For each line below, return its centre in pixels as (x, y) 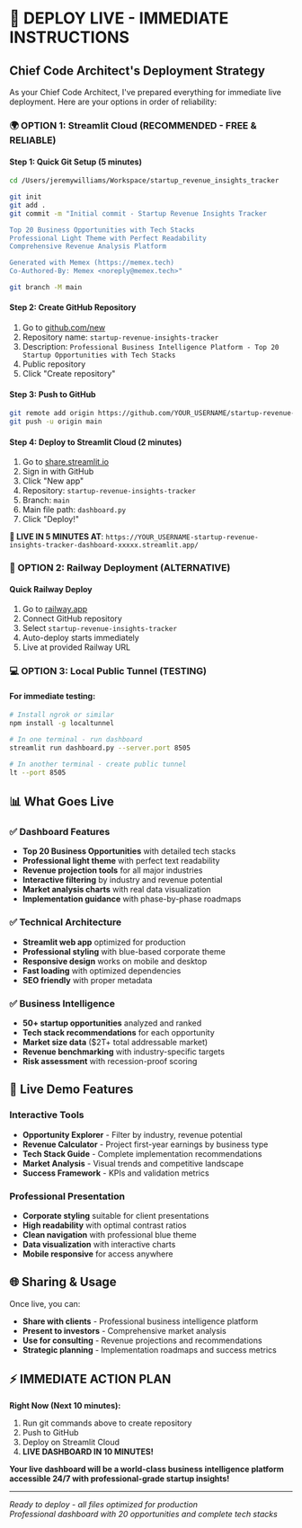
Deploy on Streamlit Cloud (71, 1442)
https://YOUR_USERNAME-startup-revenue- (182, 537)
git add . (28, 205)
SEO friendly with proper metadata (87, 980)
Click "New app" (53, 481)
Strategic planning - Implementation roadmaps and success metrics (149, 1350)
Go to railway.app (55, 609)
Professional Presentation (67, 1196)
